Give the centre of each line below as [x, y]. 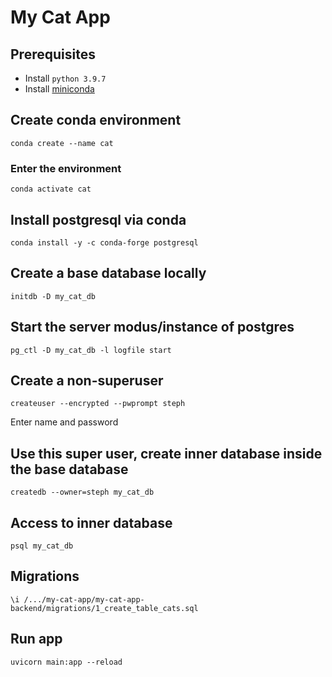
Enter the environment [66, 168]
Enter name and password [64, 422]
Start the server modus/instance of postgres [152, 327]
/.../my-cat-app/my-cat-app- [84, 599]
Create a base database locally [108, 273]
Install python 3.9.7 [65, 78]
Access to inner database [91, 522]
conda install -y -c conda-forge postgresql [104, 242]
